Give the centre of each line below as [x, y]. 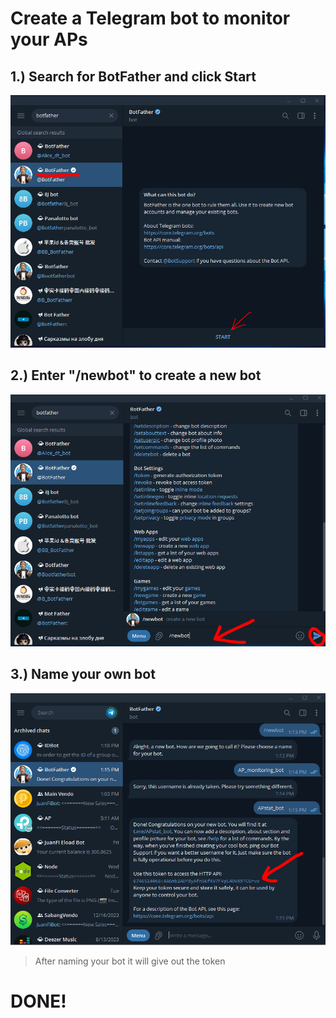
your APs [49, 39]
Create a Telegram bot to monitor [150, 18]
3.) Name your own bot [83, 674]
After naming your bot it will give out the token [130, 961]
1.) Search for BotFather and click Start [133, 76]
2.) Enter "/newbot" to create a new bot [136, 375]
